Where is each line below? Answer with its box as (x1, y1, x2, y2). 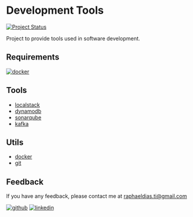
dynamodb (14, 107, 42, 114)
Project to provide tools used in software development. (6, 35, 141, 42)
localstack (14, 101, 40, 108)
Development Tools (6, 4, 104, 17)
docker (14, 153, 33, 160)
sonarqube (14, 114, 42, 121)
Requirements (6, 52, 59, 63)
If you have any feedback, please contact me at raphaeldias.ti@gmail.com (6, 193, 187, 200)
